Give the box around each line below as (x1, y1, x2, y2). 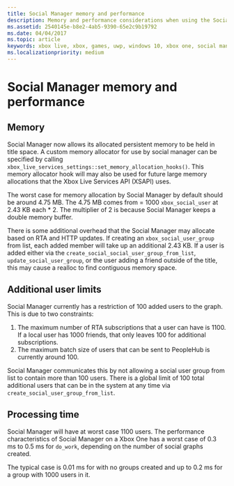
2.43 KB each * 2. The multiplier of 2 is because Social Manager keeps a (7, 205, 216, 213)
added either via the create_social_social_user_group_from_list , (7, 248, 196, 257)
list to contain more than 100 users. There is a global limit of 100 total (7, 374, 205, 382)
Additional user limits (7, 284, 102, 296)
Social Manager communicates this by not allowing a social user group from (7, 366, 225, 374)
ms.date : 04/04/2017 (7, 29, 68, 37)
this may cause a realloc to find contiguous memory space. (7, 263, 178, 272)
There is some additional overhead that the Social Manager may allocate (7, 226, 215, 234)
